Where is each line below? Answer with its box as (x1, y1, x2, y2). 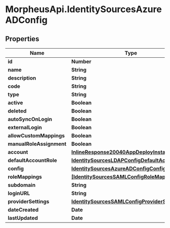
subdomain (8, 181, 36, 188)
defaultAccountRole (8, 157, 57, 164)
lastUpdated (8, 214, 38, 221)
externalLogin (8, 124, 42, 131)
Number (71, 58, 92, 65)
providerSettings (8, 198, 50, 205)
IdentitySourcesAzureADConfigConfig (71, 165, 166, 172)
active (8, 99, 23, 106)
